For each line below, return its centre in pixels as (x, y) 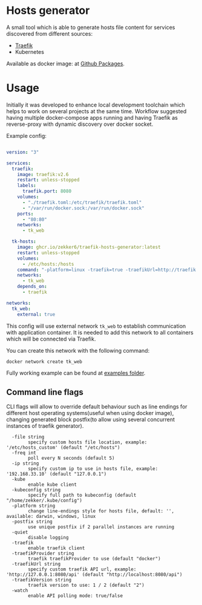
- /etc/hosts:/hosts (48, 264)
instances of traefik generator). (45, 426)
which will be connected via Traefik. (51, 339)
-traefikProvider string (43, 554)
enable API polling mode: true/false (75, 596)
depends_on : (32, 287)
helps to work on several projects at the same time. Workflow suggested (96, 111)
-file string (28, 437)
